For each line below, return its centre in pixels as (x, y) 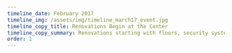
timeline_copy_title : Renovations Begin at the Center (88, 26)
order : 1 (20, 39)
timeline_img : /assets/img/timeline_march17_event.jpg (88, 20)
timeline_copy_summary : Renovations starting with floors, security (108, 33)
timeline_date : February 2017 (51, 13)
